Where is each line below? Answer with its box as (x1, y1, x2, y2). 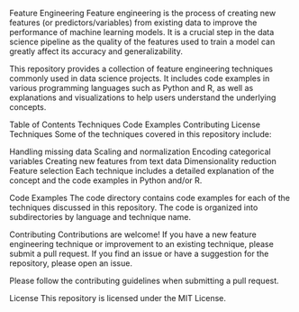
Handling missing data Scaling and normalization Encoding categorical (9, 146, 272, 157)
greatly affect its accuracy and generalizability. (9, 46, 183, 57)
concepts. (9, 102, 47, 112)
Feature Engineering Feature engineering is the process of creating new (9, 8, 276, 18)
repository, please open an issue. (9, 258, 133, 269)
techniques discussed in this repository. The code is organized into (9, 202, 258, 213)
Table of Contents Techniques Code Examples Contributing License (9, 119, 261, 130)
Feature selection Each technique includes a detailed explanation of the (9, 166, 275, 176)
